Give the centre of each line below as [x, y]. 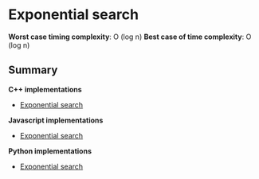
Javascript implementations [56, 120]
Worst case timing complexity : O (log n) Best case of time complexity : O [130, 37]
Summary [33, 70]
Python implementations [50, 151]
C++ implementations [45, 89]
